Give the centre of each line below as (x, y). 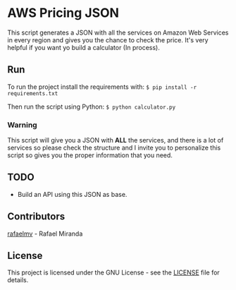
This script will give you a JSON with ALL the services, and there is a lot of (116, 140)
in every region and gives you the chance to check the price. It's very (108, 40)
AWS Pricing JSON (63, 13)
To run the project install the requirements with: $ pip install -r (102, 87)
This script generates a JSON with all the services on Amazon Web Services (118, 32)
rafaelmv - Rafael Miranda (45, 234)
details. (18, 280)
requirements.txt (33, 93)
